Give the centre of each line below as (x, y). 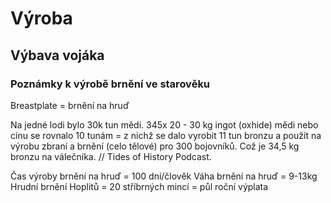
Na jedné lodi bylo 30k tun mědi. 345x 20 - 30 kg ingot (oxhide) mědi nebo (164, 124)
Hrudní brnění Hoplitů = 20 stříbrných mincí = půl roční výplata (139, 186)
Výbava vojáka (57, 55)
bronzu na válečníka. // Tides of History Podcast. (111, 156)
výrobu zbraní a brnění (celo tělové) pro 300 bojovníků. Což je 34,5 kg (155, 146)
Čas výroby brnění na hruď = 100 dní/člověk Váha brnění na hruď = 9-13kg (164, 176)
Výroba (41, 18)
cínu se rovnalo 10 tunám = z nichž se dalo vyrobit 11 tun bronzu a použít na (166, 135)
